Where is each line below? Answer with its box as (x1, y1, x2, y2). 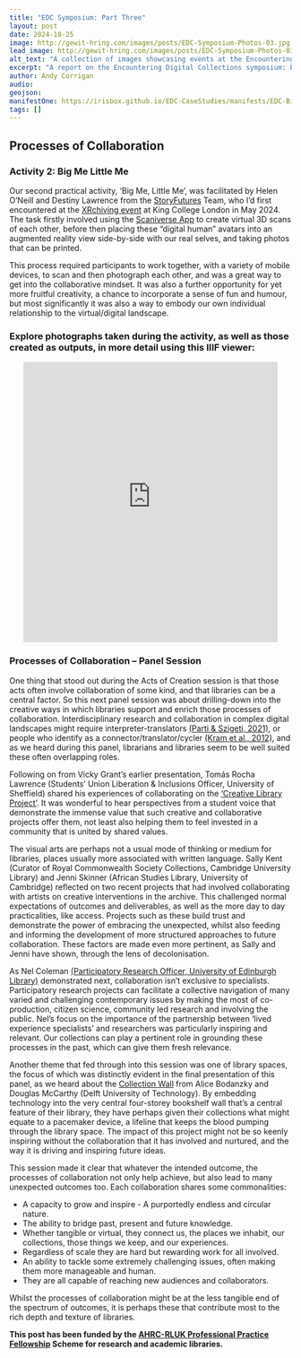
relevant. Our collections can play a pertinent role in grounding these (9, 1032, 262, 1043)
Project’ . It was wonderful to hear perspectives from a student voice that (9, 797, 276, 808)
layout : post (9, 22, 58, 30)
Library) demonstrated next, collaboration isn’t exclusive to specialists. (9, 975, 271, 986)
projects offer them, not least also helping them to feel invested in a (9, 816, 258, 827)
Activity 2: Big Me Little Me (9, 165, 129, 178)
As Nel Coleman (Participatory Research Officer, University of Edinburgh (9, 965, 277, 976)
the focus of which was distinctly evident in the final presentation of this (9, 1068, 275, 1079)
